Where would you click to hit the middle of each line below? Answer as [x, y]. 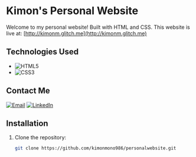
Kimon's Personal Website [72, 11]
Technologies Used [42, 52]
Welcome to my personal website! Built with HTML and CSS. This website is [98, 27]
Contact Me [28, 91]
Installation [27, 123]
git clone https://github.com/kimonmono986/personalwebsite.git [95, 148]
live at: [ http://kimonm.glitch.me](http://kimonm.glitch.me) [76, 33]
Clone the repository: [40, 138]
